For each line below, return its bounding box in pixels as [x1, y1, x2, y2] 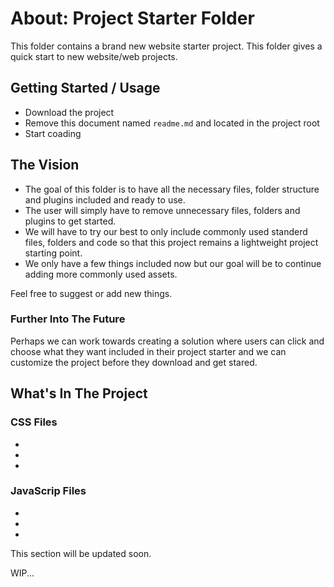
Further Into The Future [10, 312, 126, 326]
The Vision [10, 157, 80, 174]
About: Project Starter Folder [10, 7, 255, 30]
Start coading [24, 127, 82, 139]
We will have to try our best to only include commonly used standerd [24, 225, 308, 237]
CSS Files [10, 415, 58, 429]
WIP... [10, 567, 35, 579]
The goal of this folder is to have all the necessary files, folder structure [24, 183, 320, 195]
